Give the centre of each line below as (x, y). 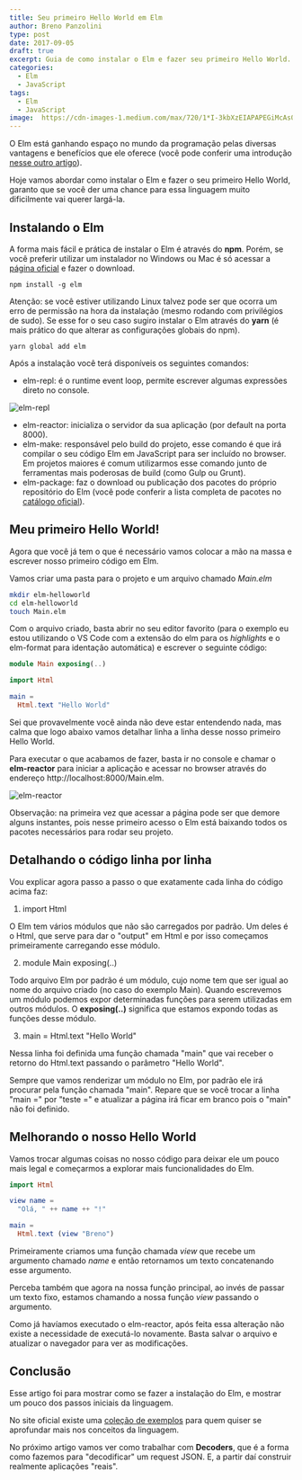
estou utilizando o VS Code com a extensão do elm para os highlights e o (145, 638)
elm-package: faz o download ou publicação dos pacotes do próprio (149, 482)
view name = (31, 1201)
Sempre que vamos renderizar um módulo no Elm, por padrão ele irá (136, 1080)
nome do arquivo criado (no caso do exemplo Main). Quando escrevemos (146, 989)
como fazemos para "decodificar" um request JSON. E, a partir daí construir (151, 1457)
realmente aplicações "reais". (64, 1466)
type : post (30, 34)
